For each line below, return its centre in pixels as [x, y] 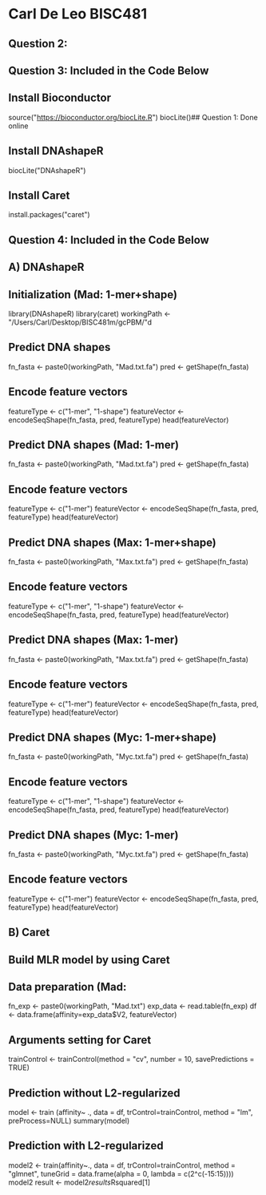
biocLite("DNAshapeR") [47, 170]
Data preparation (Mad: [67, 987]
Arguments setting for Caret [80, 1040]
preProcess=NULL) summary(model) [69, 1120]
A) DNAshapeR [46, 267]
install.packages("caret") [49, 215]
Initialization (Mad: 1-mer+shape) [93, 295]
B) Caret [29, 933]
